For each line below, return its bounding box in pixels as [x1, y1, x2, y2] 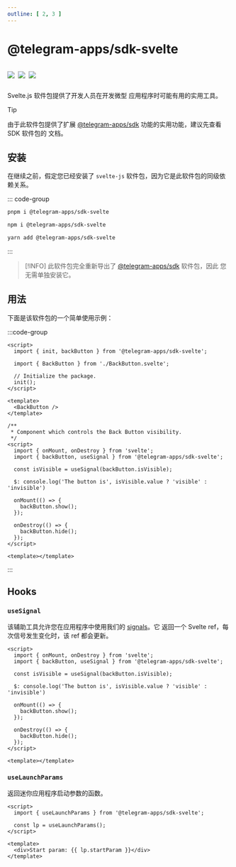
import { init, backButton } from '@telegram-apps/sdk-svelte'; [13, 347, 208, 355]
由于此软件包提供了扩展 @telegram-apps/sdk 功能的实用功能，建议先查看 [7, 120, 222, 129]
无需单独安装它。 [24, 271, 75, 279]
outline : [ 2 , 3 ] [7, 10, 62, 18]
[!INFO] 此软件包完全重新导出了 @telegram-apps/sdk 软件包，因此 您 [24, 262, 227, 270]
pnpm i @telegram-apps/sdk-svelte [7, 209, 110, 216]
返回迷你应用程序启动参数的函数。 [7, 789, 107, 797]
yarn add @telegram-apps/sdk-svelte [7, 234, 116, 241]
